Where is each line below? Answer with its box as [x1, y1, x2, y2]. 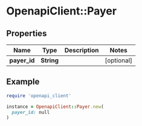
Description [64, 46, 99, 54]
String [40, 56, 59, 65]
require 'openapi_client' [6, 92, 71, 99]
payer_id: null [11, 109, 50, 115]
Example [6, 77, 40, 87]
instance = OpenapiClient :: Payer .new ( [6, 104, 104, 110]
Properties [6, 28, 47, 39]
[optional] [105, 56, 133, 65]
